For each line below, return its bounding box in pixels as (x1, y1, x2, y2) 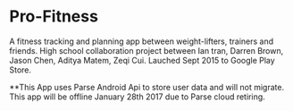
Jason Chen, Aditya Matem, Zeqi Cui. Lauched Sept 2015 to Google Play (9, 55, 275, 65)
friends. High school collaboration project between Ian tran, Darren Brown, (9, 45, 284, 55)
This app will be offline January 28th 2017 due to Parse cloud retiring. (9, 91, 265, 102)
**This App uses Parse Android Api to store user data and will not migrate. (9, 81, 284, 92)
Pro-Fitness (9, 6, 98, 27)
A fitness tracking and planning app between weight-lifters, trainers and (9, 36, 274, 47)
